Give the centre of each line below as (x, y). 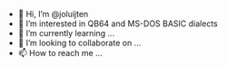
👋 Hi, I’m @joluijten (53, 14)
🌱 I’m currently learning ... (66, 33)
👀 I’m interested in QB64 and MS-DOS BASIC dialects (118, 24)
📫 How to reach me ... (60, 53)
